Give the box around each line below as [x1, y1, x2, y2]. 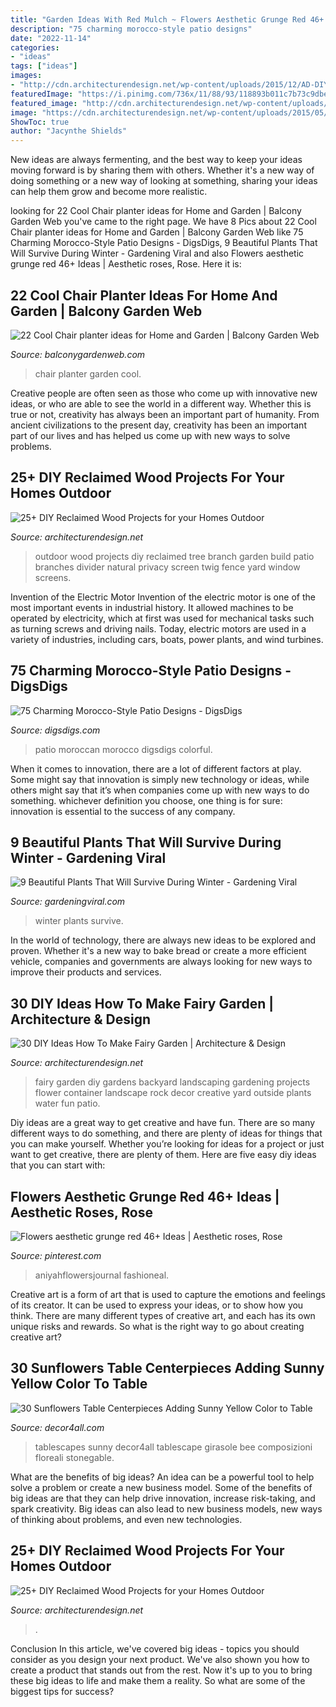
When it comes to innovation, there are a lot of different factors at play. [10, 762, 302, 775]
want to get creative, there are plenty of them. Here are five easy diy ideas [10, 1149, 317, 1161]
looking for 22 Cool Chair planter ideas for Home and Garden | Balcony [10, 205, 302, 217]
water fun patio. [34, 1097, 101, 1110]
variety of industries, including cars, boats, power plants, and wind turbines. [10, 633, 324, 645]
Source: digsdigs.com [10, 724, 101, 736]
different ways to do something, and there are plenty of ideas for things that [10, 1127, 323, 1140]
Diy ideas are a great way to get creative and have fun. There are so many [10, 1117, 316, 1129]
